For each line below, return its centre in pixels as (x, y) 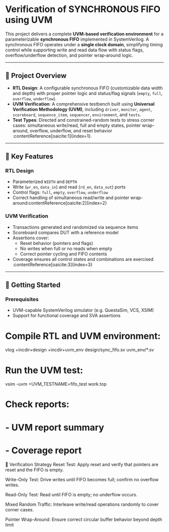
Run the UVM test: (44, 370)
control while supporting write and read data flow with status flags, (75, 50)
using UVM (29, 20)
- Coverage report (44, 450)
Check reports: (37, 405)
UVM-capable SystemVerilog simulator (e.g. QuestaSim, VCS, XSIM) (83, 310)
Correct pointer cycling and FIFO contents (63, 254)
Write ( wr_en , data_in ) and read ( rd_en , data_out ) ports (69, 187)
